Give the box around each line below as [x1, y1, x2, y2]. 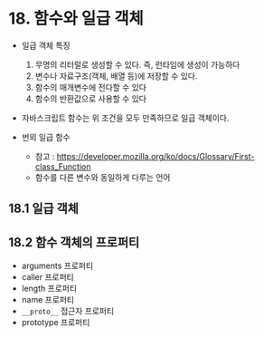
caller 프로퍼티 [21, 272, 74, 283]
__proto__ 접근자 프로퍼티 [21, 305, 115, 317]
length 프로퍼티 [21, 283, 78, 294]
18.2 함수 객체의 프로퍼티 [8, 235, 140, 250]
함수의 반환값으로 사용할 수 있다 [34, 92, 146, 104]
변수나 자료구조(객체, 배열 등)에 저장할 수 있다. [34, 70, 198, 82]
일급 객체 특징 [21, 40, 71, 51]
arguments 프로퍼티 [21, 260, 94, 272]
